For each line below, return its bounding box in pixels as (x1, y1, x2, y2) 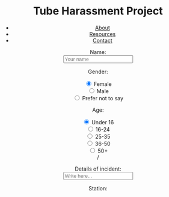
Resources (89, 30, 116, 37)
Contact (92, 37, 112, 44)
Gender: (88, 68, 108, 75)
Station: (88, 184, 108, 192)
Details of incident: (75, 165, 121, 172)
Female (93, 80, 112, 88)
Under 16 (91, 118, 114, 126)
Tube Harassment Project (32, 4, 164, 18)
